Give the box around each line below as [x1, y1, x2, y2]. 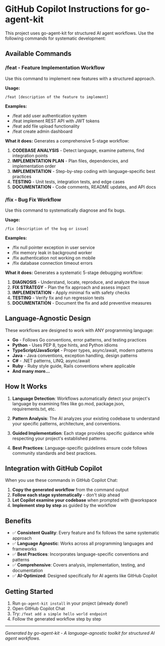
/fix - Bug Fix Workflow [5, 196, 61, 203]
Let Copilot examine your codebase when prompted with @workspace [12, 497, 157, 503]
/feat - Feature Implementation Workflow [5, 64, 105, 71]
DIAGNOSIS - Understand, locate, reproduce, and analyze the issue [12, 279, 150, 285]
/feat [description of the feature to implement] [5, 94, 109, 99]
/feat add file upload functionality [12, 123, 80, 129]
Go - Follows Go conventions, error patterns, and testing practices [12, 337, 147, 342]
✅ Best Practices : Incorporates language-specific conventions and [12, 551, 149, 557]
